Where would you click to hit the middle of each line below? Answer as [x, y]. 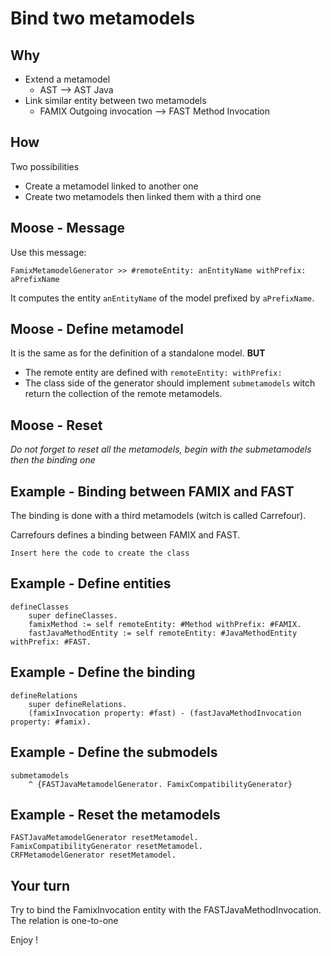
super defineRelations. [78, 704]
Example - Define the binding [103, 672]
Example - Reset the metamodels [115, 814]
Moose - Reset [56, 425]
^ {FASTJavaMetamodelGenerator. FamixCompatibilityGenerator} [160, 784]
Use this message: [48, 252]
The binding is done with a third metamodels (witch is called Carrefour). [158, 516]
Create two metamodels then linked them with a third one [143, 196]
